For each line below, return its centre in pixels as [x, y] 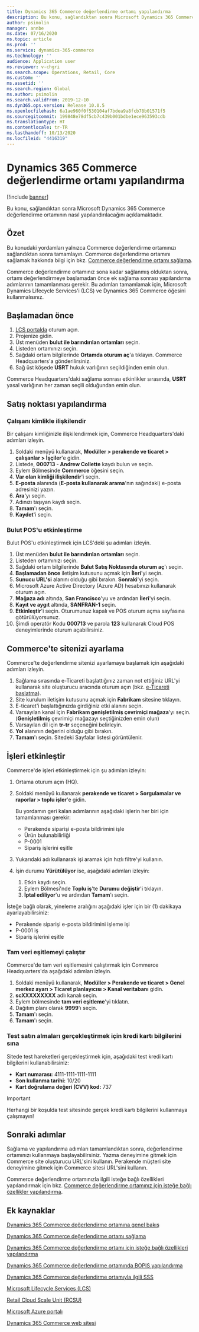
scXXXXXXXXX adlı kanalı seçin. [56, 995]
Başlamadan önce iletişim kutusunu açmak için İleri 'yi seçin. [89, 573]
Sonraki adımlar [36, 1134]
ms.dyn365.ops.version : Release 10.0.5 [56, 105]
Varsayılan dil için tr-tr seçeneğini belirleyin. [69, 725]
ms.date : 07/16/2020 [32, 34]
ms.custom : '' [24, 78]
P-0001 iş [27, 930]
